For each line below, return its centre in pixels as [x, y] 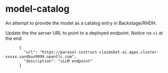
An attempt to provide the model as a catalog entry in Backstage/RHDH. [81, 23]
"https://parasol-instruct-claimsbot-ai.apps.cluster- [99, 52]
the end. [14, 38]
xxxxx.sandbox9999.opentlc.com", [41, 57]
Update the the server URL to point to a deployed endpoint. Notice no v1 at [84, 33]
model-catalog [37, 9]
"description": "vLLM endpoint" [58, 61]
